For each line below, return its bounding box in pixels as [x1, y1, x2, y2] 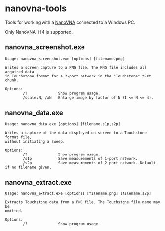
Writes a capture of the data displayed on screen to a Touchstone [5, 130, 147, 135]
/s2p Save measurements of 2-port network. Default [23, 160, 156, 165]
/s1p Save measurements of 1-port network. [23, 156, 138, 161]
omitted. [5, 208, 23, 214]
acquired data [5, 69, 35, 74]
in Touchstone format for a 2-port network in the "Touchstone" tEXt [5, 74, 152, 78]
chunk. [5, 77, 19, 83]
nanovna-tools [5, 3, 67, 14]
